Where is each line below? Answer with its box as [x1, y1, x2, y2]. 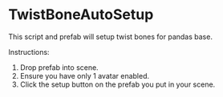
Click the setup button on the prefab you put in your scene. [19, 80, 216, 89]
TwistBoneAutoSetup [8, 6, 154, 24]
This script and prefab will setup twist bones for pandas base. [8, 32, 213, 41]
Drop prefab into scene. [19, 62, 99, 72]
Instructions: [8, 47, 50, 56]
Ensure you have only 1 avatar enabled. [19, 71, 150, 80]
